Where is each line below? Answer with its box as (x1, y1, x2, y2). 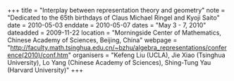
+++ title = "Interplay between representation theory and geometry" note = (7, 6, 226, 14)
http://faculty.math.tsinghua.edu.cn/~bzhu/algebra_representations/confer (10, 44, 227, 51)
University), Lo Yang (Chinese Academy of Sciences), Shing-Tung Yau (7, 58, 211, 66)
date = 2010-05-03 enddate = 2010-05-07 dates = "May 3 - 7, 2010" (7, 21, 207, 29)
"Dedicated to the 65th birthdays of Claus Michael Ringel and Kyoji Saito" (7, 13, 220, 22)
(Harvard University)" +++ (7, 66, 84, 74)
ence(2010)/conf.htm (7, 51, 68, 59)
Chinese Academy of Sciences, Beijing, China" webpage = (7, 36, 178, 44)
